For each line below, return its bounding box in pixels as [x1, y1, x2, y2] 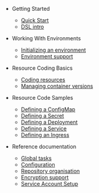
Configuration [20, 161, 55, 168]
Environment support [20, 53, 73, 60]
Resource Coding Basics [11, 64, 73, 72]
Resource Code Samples [11, 94, 73, 101]
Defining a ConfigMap [20, 106, 76, 113]
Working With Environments [11, 35, 81, 41]
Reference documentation [11, 143, 77, 150]
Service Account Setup [20, 180, 79, 187]
